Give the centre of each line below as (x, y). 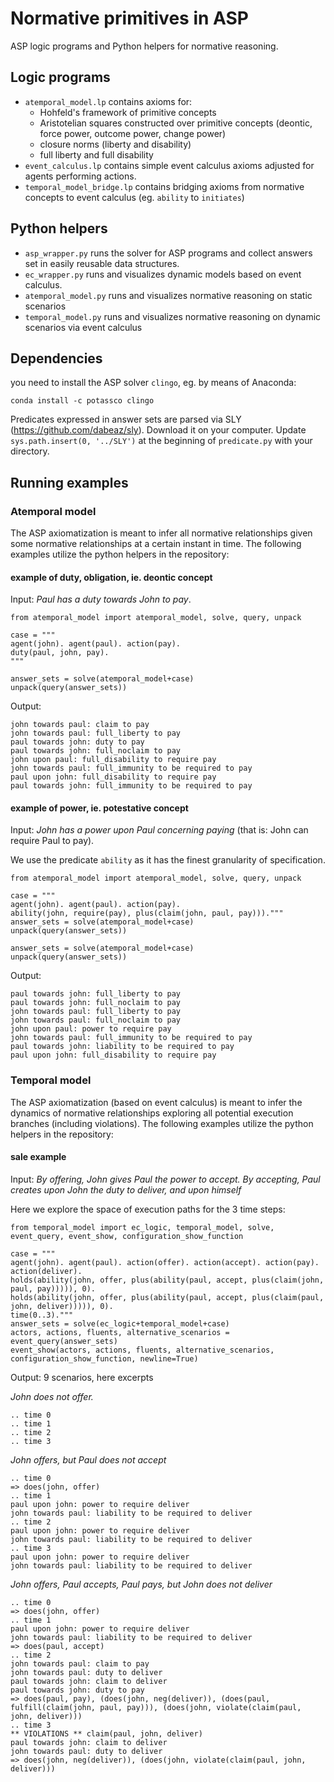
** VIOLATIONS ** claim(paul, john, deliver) (106, 1733)
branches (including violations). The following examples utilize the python (162, 1123)
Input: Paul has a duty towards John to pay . (101, 599)
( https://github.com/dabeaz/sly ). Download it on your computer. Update (158, 430)
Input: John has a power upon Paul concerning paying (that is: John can (159, 830)
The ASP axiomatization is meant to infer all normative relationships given (161, 533)
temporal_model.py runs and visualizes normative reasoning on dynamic (173, 316)
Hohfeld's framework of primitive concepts (128, 112)
